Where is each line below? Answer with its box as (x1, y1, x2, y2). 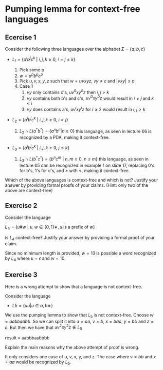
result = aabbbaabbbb (5, 335, 50, 341)
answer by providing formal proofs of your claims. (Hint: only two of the (5, 182, 148, 188)
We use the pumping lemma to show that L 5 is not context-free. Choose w (5, 312, 154, 319)
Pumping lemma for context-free (5, 3, 141, 15)
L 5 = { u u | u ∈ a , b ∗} (12, 302, 53, 308)
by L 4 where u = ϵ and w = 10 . (5, 255, 66, 263)
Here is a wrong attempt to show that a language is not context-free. (5, 284, 143, 290)
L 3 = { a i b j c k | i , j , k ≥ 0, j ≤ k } (12, 144, 70, 152)
